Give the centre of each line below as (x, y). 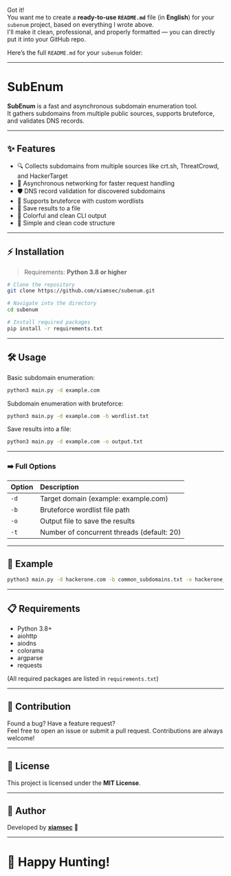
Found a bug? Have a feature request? (61, 723)
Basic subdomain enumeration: (51, 377)
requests (30, 666)
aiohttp (27, 636)
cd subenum (23, 310)
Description (59, 487)
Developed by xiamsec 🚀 (43, 828)
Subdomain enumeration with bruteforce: (65, 404)
